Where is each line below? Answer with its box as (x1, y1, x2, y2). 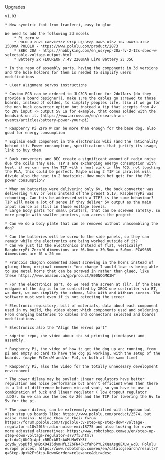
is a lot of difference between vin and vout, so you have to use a (5, 385, 149, 390)
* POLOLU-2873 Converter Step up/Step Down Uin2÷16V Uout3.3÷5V (14, 40, 149, 44)
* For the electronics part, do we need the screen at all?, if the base (5, 282, 161, 287)
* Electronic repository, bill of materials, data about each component (5, 303, 158, 308)
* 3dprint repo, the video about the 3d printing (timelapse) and (5, 334, 145, 338)
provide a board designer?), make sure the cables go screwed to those (5, 96, 156, 101)
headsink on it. (5, 113, 39, 118)
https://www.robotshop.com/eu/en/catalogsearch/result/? (38, 446, 158, 451)
